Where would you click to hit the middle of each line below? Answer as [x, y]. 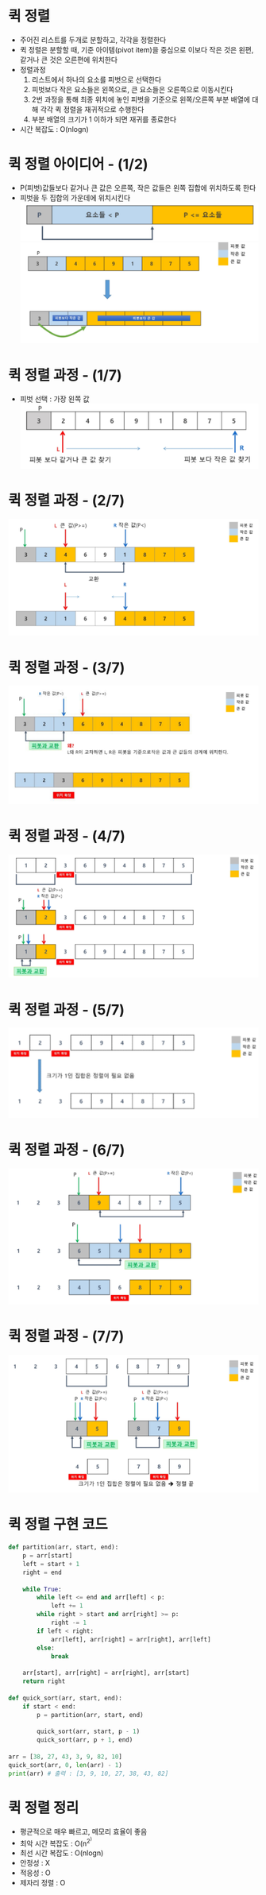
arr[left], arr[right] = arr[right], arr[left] [131, 1639]
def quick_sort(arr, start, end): [66, 1698]
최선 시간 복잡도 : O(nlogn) [62, 1853]
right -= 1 [69, 1623]
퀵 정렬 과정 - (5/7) [67, 1009]
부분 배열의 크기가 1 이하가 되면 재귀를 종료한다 [104, 119]
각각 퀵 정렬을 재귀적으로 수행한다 [92, 109]
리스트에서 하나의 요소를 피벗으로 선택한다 [96, 79]
